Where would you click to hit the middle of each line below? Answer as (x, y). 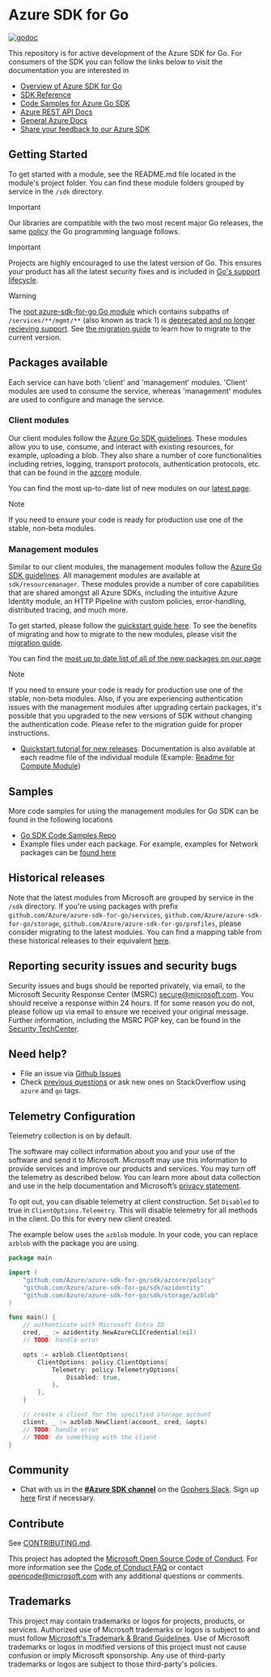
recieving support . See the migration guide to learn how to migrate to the (130, 328)
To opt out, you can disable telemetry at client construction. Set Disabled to (134, 1202)
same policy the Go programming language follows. (94, 231)
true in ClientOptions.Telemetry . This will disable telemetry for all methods (133, 1210)
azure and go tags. (50, 1091)
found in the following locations (61, 819)
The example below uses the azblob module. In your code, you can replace (133, 1234)
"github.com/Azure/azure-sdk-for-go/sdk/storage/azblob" (121, 1295)
